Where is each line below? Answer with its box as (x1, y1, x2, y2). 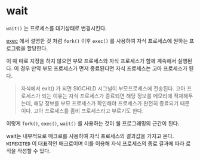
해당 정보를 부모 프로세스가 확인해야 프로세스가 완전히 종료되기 (33, 99, 179, 106)
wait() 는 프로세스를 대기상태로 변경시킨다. (6, 24, 107, 32)
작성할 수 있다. (17, 147, 51, 154)
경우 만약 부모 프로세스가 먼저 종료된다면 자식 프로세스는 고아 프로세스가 (20, 64, 188, 72)
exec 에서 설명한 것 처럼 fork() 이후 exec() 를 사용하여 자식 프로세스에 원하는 (6, 37, 188, 44)
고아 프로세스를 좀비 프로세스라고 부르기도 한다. (33, 107, 144, 114)
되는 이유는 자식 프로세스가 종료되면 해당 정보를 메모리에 (41, 92, 173, 99)
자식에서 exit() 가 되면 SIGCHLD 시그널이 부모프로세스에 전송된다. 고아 (20, 84, 186, 92)
